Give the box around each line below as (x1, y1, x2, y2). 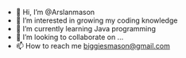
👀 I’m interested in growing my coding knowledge (15, 16, 178, 25)
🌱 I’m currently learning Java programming (15, 24, 157, 33)
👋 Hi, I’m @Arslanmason (15, 8, 95, 16)
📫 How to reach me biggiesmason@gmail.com (15, 42, 171, 50)
